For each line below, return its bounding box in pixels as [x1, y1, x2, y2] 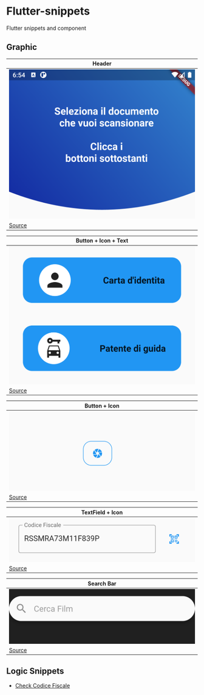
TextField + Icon [81, 509, 123, 516]
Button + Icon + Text [75, 237, 129, 244]
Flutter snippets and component [6, 24, 87, 32]
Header [92, 60, 112, 68]
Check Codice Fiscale [15, 682, 70, 690]
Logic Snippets [6, 666, 64, 676]
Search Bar [87, 580, 117, 587]
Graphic [6, 42, 38, 52]
